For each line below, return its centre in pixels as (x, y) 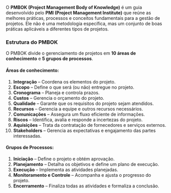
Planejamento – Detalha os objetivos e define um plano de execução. (86, 164)
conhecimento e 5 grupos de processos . (49, 59)
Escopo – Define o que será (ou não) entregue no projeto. (74, 87)
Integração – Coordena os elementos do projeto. (64, 81)
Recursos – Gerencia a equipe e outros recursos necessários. (78, 108)
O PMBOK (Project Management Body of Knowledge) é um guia (74, 7)
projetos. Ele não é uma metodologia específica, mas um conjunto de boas (84, 23)
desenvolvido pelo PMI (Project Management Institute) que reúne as (79, 13)
